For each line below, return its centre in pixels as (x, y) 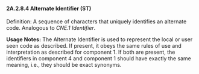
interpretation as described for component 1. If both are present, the (91, 52)
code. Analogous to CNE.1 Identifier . (51, 28)
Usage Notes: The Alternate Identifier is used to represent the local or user (99, 39)
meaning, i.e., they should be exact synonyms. (64, 65)
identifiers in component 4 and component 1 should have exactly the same (99, 58)
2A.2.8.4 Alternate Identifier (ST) (49, 8)
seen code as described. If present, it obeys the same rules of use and (94, 46)
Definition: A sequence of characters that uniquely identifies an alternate (96, 21)
